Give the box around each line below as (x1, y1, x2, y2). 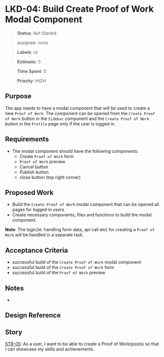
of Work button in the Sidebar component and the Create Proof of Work (5, 116, 149, 121)
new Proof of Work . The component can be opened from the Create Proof (5, 110, 155, 116)
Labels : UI (17, 49, 38, 55)
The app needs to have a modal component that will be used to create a (5, 105, 150, 111)
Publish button (19, 169, 49, 175)
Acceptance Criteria (5, 246, 68, 254)
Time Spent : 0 (17, 68, 47, 74)
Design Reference (5, 311, 61, 320)
